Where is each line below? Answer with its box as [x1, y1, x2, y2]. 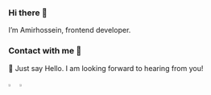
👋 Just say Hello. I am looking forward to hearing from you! [8, 63, 204, 73]
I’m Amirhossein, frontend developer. [8, 26, 131, 35]
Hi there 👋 [8, 7, 48, 18]
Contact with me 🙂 [8, 46, 82, 57]
